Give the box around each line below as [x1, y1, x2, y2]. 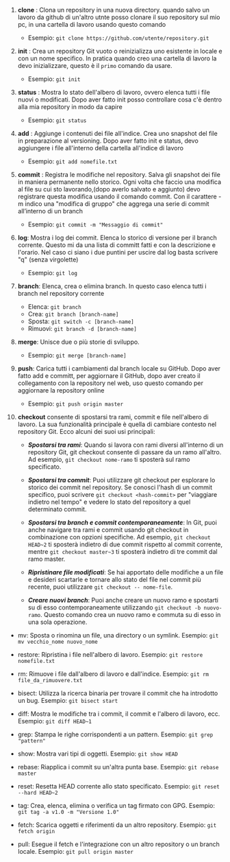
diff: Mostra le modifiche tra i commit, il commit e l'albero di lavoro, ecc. [17, 710, 220, 718]
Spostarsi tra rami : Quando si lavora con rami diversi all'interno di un [27, 441, 224, 449]
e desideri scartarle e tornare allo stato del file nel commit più [27, 576, 201, 583]
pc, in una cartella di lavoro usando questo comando [17, 21, 166, 28]
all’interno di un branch [17, 207, 84, 215]
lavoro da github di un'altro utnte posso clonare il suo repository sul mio [17, 13, 220, 21]
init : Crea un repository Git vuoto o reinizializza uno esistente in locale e [17, 47, 223, 55]
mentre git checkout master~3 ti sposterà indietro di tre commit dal [27, 548, 218, 555]
